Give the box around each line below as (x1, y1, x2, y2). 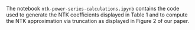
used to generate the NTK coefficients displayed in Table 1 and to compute (6, 11, 188, 18)
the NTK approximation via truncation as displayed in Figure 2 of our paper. (6, 18, 190, 24)
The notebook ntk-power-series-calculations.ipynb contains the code (6, 5, 180, 12)
